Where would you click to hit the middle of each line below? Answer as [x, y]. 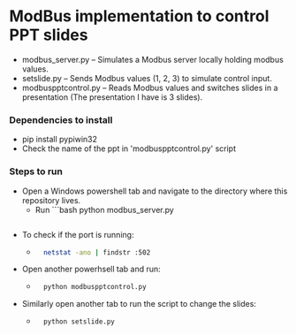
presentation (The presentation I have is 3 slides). [112, 97]
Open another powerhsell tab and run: [91, 269]
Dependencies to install [61, 119]
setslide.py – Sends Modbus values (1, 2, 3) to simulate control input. [147, 78]
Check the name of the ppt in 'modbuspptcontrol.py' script [129, 148]
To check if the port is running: [78, 234]
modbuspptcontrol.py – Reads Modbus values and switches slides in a [150, 88]
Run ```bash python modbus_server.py [104, 209]
